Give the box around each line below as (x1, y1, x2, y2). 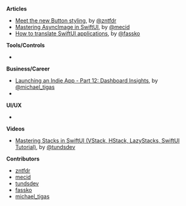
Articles (6, 5, 27, 12)
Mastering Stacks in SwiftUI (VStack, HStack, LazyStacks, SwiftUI (15, 137, 180, 144)
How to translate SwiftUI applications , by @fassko (15, 30, 140, 37)
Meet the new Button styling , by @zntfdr (15, 17, 117, 24)
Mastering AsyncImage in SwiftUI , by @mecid (15, 24, 130, 30)
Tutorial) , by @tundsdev (15, 143, 76, 151)
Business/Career (6, 65, 50, 72)
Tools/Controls (6, 42, 45, 49)
